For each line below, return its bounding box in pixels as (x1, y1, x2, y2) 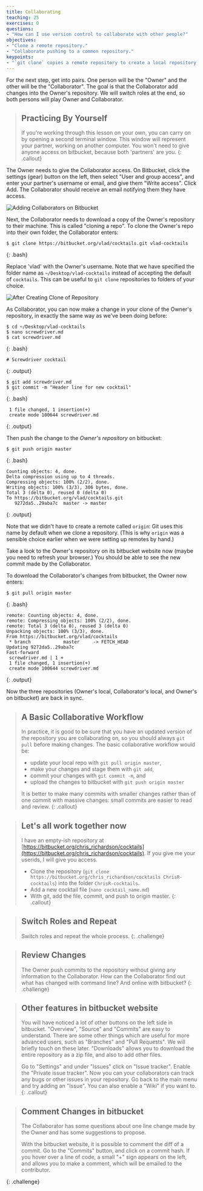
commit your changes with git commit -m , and (30, 772, 146, 779)
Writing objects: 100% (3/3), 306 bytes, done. (6, 484, 129, 491)
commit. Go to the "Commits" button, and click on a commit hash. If (21, 1147, 190, 1155)
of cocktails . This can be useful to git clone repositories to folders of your (6, 276, 195, 283)
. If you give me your (144, 849, 196, 856)
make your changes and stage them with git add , (30, 766, 155, 773)
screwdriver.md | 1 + (8, 655, 64, 661)
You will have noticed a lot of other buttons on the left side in (21, 1019, 173, 1026)
